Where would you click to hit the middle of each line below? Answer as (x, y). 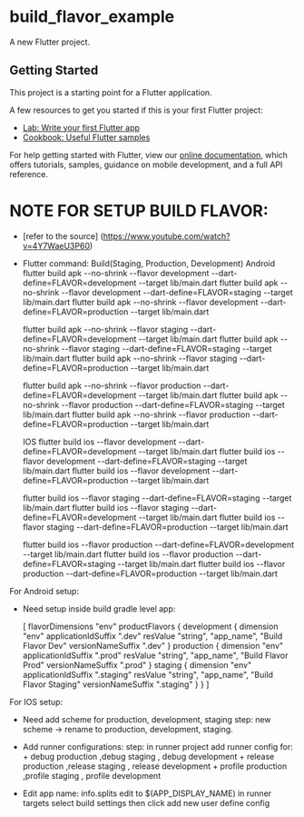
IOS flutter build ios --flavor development (99, 442)
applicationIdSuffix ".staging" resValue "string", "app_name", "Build (148, 674)
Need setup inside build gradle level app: (99, 608)
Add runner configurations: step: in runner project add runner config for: (157, 746)
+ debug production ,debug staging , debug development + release (148, 756)
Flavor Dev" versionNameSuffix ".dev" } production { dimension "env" (153, 645)
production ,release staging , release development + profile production (155, 766)
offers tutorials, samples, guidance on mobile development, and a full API (146, 164)
